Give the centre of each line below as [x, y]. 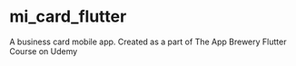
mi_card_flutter [68, 17]
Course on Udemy [44, 51]
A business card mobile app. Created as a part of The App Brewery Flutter [148, 42]
